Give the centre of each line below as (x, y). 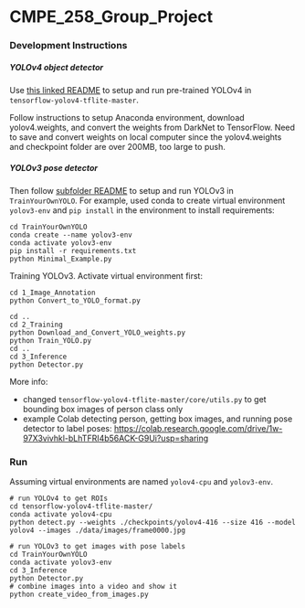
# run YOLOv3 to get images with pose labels (97, 547)
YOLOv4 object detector (56, 67)
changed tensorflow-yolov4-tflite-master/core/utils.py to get (144, 400)
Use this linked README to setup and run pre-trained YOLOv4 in (131, 91)
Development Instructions (68, 46)
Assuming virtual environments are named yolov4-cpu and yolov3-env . (142, 482)
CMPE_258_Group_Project (111, 17)
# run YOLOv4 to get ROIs (58, 499)
